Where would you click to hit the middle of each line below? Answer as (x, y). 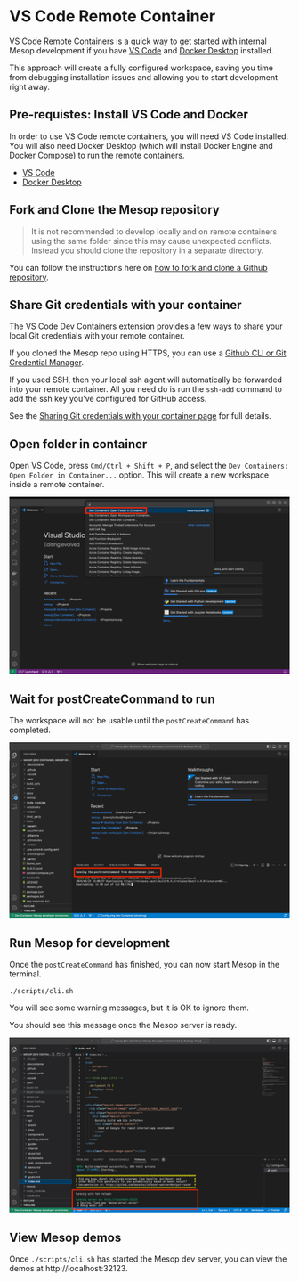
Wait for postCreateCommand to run (112, 699)
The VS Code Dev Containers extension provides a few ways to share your (146, 326)
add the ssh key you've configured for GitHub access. (108, 399)
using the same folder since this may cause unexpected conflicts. (151, 241)
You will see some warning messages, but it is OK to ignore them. (129, 1008)
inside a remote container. (57, 485)
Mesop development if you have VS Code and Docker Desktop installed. (141, 50)
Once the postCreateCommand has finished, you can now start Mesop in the (145, 965)
